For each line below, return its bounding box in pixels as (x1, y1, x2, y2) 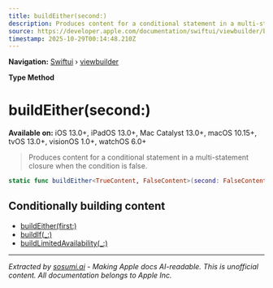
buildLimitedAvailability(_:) (19, 238, 108, 248)
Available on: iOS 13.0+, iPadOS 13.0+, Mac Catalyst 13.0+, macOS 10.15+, (8, 128, 258, 138)
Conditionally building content (8, 199, 166, 213)
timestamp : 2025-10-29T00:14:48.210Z (8, 34, 136, 43)
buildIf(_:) (19, 229, 53, 239)
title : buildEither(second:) (8, 11, 107, 20)
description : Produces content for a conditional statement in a (8, 20, 234, 28)
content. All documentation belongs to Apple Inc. (8, 270, 172, 280)
